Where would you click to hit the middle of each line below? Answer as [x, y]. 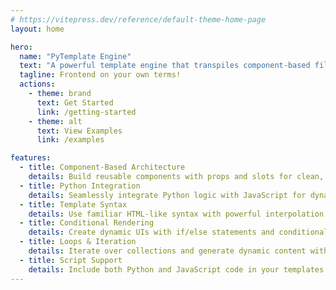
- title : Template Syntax [73, 204]
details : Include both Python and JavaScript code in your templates [176, 269]
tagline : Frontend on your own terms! [100, 75]
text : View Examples [79, 131]
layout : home [37, 29]
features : [31, 158]
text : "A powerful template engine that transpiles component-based [165, 66]
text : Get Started [75, 102]
